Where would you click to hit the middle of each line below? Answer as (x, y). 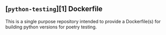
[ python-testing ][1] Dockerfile (54, 9)
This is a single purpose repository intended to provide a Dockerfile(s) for (83, 21)
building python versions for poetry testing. (51, 27)
